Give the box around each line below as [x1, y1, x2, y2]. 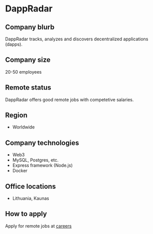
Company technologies [5, 138, 79, 147]
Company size [5, 56, 51, 64]
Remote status [5, 83, 51, 92]
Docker [12, 168, 28, 174]
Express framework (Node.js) [12, 162, 73, 168]
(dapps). [5, 41, 23, 47]
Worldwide [12, 124, 35, 130]
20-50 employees [5, 69, 42, 75]
